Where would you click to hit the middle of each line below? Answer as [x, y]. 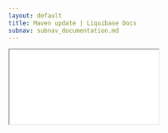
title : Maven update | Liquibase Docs [72, 23]
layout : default [35, 16]
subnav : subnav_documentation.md [64, 30]
